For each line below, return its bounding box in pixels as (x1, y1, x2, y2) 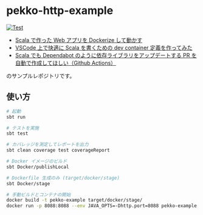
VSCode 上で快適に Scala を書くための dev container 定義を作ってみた (15, 44, 193, 51)
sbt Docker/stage (6, 180, 50, 186)
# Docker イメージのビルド (6, 158, 67, 164)
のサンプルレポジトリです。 (6, 72, 75, 79)
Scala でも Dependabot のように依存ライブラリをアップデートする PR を (15, 51, 197, 58)
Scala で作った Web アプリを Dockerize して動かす (15, 36, 143, 43)
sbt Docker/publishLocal (6, 164, 69, 170)
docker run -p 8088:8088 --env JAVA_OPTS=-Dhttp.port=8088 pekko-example (6, 203, 198, 209)
